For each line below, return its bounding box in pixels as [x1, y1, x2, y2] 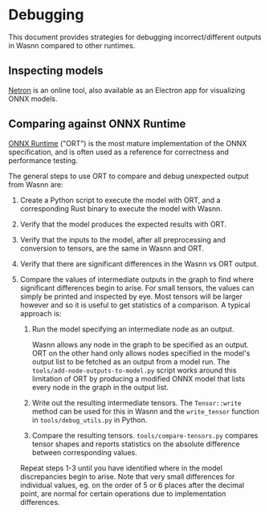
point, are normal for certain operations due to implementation [19, 488, 226, 499]
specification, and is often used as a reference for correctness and [8, 147, 229, 157]
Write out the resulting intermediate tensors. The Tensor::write [31, 397, 242, 407]
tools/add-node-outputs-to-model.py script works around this [31, 365, 237, 375]
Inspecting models [8, 64, 104, 78]
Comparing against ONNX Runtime [8, 117, 186, 131]
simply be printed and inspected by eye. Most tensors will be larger [19, 291, 243, 301]
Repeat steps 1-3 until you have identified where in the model [19, 463, 223, 473]
